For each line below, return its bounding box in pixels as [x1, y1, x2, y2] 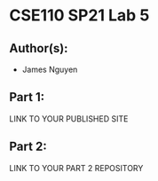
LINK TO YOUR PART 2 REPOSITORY [9, 162, 144, 173]
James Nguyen [21, 64, 78, 75]
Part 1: [9, 90, 45, 105]
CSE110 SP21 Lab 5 [9, 5, 150, 26]
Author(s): [9, 41, 68, 56]
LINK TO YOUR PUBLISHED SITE [9, 113, 129, 124]
